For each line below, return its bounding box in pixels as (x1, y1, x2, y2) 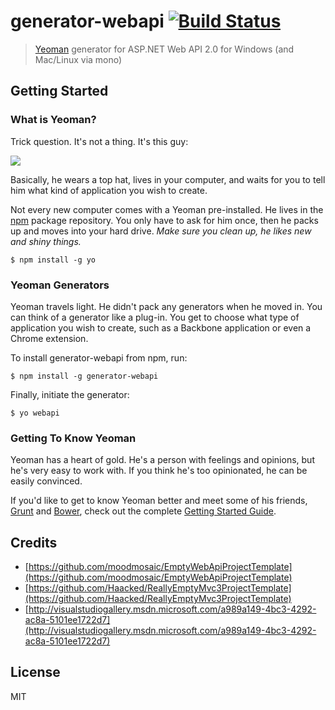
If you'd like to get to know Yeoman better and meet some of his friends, (10, 495, 308, 507)
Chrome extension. (10, 332, 89, 344)
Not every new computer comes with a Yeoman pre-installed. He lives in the (10, 203, 324, 215)
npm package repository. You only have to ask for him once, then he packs (10, 214, 319, 226)
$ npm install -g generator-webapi (10, 371, 159, 381)
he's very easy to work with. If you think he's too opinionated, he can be (10, 465, 308, 477)
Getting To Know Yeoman (10, 431, 137, 445)
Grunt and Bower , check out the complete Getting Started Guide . (10, 505, 277, 517)
